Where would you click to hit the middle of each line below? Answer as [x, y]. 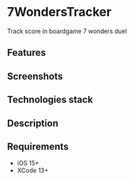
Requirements [38, 147]
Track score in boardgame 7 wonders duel [67, 31]
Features [26, 53]
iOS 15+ [28, 163]
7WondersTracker [59, 12]
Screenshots [35, 76]
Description [33, 123]
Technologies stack [50, 100]
